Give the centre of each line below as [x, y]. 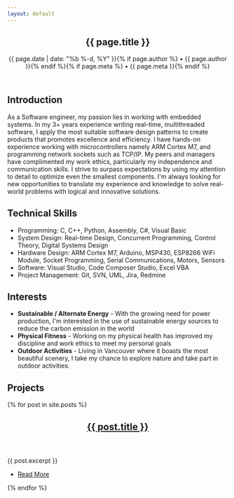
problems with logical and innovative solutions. [92, 191]
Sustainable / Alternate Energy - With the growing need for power [114, 314]
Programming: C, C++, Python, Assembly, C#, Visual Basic [102, 230]
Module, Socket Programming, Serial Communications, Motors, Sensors [121, 260]
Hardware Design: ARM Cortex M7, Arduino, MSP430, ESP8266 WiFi [116, 252]
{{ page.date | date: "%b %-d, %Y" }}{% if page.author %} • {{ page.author [118, 59]
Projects [26, 388]
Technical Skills [42, 213]
